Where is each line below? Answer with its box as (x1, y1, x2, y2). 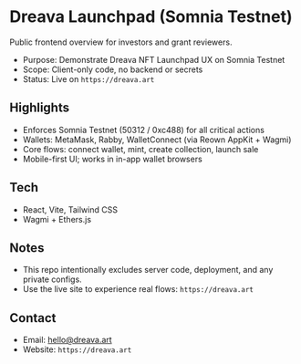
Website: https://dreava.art (22, 344, 132, 355)
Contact (9, 310, 57, 326)
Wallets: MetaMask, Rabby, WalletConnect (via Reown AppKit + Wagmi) (22, 134, 292, 145)
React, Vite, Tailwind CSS (22, 203, 119, 215)
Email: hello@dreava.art (22, 335, 112, 346)
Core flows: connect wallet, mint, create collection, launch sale (22, 143, 259, 154)
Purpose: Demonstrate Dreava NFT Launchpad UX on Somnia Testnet (22, 54, 285, 65)
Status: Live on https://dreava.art (22, 73, 155, 84)
